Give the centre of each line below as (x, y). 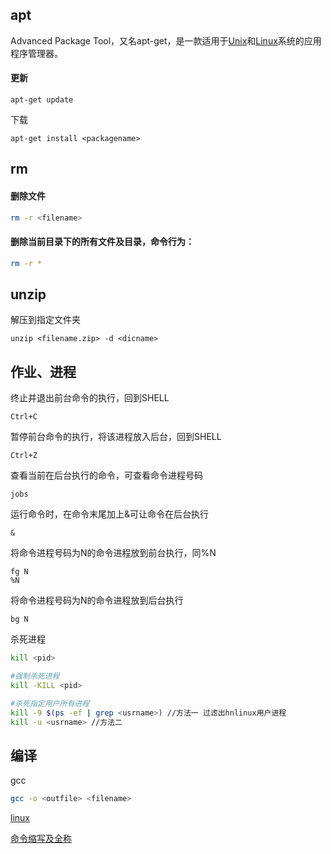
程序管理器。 (36, 53)
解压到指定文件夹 (45, 320)
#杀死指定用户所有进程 (50, 703)
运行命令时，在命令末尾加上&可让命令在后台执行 (110, 514)
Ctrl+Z (24, 456)
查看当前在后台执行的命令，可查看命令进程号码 (106, 475)
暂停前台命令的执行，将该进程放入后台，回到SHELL (116, 437)
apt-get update (42, 100)
